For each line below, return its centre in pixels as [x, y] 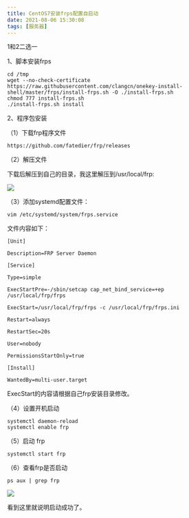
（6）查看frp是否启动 [37, 468]
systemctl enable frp [38, 428]
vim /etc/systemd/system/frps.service [63, 215]
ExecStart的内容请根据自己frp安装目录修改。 [70, 394]
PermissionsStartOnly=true [46, 356]
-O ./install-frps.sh [143, 93]
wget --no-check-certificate [49, 81]
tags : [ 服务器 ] [27, 26]
